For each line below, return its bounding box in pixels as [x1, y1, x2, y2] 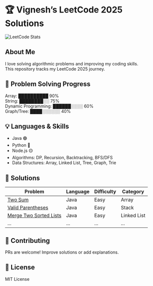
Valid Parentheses [7, 204, 49, 211]
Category [122, 188, 144, 195]
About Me [5, 48, 35, 56]
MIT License [5, 276, 30, 282]
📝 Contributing [5, 236, 50, 245]
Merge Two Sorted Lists [7, 212, 62, 219]
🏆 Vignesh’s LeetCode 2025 [5, 4, 123, 15]
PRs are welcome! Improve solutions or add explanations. [5, 249, 119, 255]
